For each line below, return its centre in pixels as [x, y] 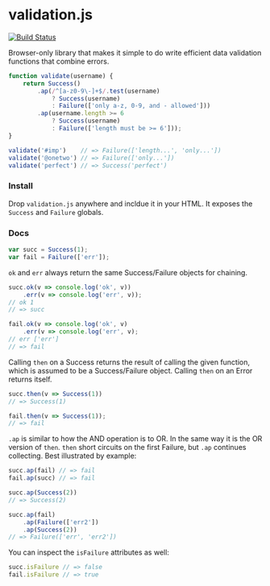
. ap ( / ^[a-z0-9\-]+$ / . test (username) [99, 91]
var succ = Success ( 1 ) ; [48, 250]
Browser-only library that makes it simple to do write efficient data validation [135, 52]
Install [21, 186]
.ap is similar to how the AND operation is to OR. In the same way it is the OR [135, 439]
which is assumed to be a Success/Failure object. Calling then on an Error [131, 370]
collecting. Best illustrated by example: [73, 456]
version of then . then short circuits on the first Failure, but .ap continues [127, 448]
